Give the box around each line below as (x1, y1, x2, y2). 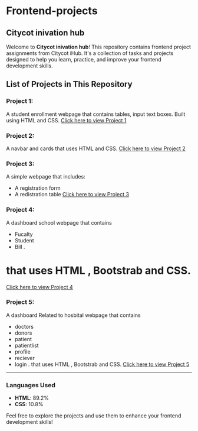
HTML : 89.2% (14, 394, 49, 401)
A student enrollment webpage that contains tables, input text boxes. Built (6, 111, 186, 118)
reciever (14, 354, 35, 361)
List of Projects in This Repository (6, 79, 133, 89)
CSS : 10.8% (14, 401, 44, 408)
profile (14, 348, 31, 355)
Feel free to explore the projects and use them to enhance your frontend (6, 412, 181, 419)
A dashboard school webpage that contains (6, 219, 112, 226)
